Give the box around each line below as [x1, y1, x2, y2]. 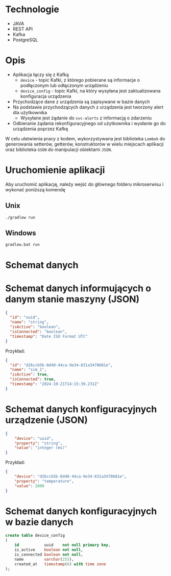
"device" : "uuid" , [14, 436, 54, 441]
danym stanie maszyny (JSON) [5, 293, 140, 305]
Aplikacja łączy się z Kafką [12, 71, 69, 78]
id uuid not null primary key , [14, 542, 111, 548]
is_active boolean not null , [14, 547, 83, 553]
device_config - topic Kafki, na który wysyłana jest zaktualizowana [20, 88, 161, 94]
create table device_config [5, 533, 65, 538]
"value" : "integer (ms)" [14, 445, 67, 450]
